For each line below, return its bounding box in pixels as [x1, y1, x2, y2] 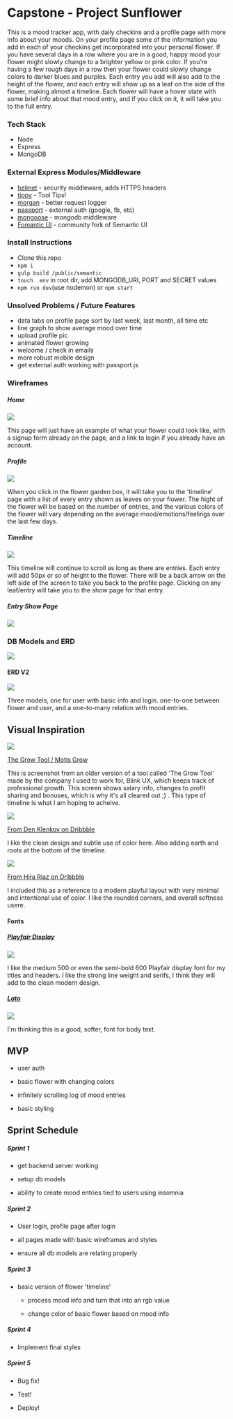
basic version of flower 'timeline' [17, 1282, 111, 1291]
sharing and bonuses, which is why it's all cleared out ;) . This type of [7, 791, 207, 799]
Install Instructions [7, 238, 72, 247]
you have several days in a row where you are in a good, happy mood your [7, 50, 221, 59]
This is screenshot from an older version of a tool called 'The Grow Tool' [7, 769, 214, 778]
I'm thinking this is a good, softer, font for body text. [7, 1025, 156, 1033]
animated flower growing [17, 339, 89, 347]
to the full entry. [7, 102, 53, 110]
